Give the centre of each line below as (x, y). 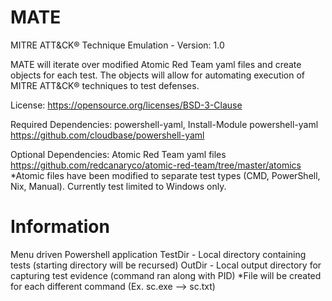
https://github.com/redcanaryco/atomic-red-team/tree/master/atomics (156, 165)
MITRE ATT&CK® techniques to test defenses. (105, 85)
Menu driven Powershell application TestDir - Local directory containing (158, 254)
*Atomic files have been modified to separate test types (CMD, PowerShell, (165, 175)
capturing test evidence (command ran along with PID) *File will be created (166, 275)
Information (60, 227)
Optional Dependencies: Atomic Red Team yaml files (118, 154)
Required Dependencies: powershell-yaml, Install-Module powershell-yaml (164, 124)
